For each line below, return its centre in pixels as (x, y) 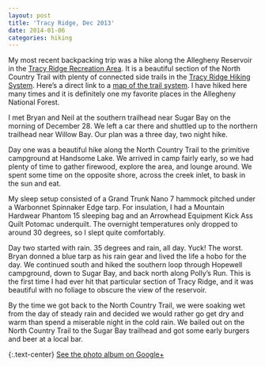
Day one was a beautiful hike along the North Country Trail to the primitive (129, 150)
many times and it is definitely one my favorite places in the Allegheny (122, 94)
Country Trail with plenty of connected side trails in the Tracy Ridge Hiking (129, 77)
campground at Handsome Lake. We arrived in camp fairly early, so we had (131, 159)
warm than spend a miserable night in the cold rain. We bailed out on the (127, 323)
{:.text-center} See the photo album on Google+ (86, 354)
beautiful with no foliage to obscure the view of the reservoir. (108, 290)
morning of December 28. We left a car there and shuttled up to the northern (133, 126)
